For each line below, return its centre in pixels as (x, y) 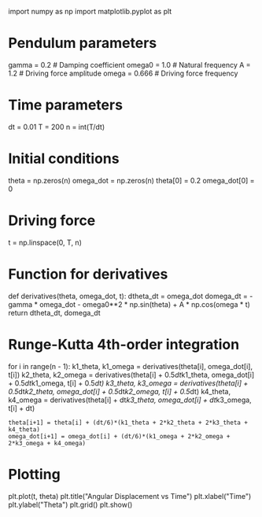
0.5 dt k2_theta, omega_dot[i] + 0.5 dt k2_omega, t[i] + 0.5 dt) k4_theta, (119, 391)
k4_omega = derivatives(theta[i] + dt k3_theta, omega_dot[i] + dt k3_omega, (130, 400)
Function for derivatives (88, 274)
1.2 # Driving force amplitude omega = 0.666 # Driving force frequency (123, 73)
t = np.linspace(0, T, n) (45, 242)
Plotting (34, 474)
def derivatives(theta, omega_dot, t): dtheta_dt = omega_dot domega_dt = (128, 296)
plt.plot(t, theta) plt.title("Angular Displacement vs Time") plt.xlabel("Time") (130, 496)
